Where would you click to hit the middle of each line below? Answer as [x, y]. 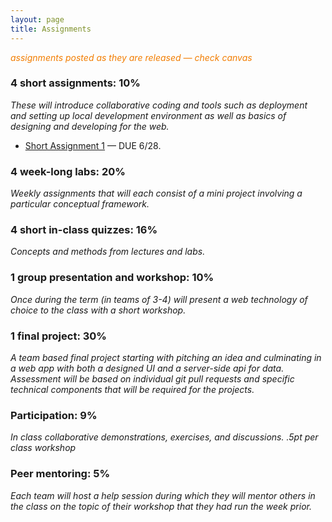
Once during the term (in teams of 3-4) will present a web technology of [159, 299]
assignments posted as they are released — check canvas [131, 57]
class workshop [43, 448]
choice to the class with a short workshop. [98, 310]
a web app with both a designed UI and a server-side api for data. [147, 368]
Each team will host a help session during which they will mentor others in [163, 495]
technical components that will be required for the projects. [132, 389]
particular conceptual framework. [80, 204]
